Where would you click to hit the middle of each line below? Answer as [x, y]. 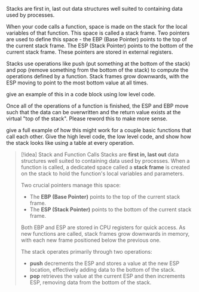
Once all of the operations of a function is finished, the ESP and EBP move [97, 106]
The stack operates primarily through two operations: [86, 252]
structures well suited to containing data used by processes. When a [105, 161]
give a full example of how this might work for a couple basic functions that [99, 130]
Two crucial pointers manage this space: [71, 185]
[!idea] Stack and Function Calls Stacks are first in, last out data [100, 154]
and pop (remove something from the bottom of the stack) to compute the [97, 70]
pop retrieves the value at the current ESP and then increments [107, 276]
